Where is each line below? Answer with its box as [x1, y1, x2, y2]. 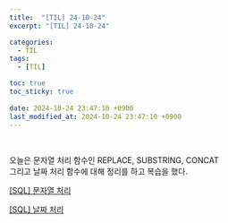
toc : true [9, 79, 46, 88]
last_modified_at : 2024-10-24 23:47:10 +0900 [9, 112, 182, 121]
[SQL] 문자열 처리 [9, 185, 72, 196]
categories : [9, 38, 54, 47]
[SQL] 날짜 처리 [9, 204, 64, 215]
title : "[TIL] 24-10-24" [9, 13, 106, 22]
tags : [9, 55, 30, 64]
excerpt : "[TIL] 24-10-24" [9, 21, 110, 30]
